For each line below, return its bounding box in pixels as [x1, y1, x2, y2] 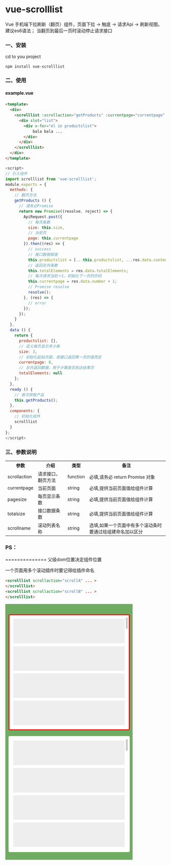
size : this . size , [27, 225, 65, 230]
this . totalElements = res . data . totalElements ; [27, 268, 129, 273]
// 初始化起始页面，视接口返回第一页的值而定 [18, 354, 102, 360]
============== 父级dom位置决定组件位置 [5, 557, 102, 563]
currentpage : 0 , [18, 360, 53, 365]
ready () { [10, 387, 33, 392]
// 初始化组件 [14, 414, 41, 419]
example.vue [5, 90, 34, 96]
